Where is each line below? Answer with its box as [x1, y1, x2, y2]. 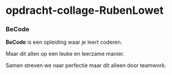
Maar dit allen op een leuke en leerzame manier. [5, 50, 124, 58]
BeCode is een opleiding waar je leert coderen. [5, 38, 123, 46]
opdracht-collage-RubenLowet [5, 4, 164, 17]
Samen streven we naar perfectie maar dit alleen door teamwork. [5, 62, 167, 69]
